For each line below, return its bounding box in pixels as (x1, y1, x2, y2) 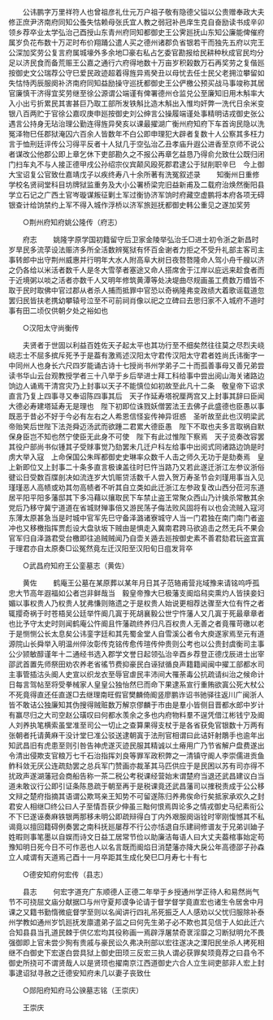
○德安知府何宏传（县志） (22, 870, 108, 879)
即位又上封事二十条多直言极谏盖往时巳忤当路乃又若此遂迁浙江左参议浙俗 (22, 462, 265, 471)
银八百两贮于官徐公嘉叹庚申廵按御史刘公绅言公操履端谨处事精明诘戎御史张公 (8, 109, 265, 118)
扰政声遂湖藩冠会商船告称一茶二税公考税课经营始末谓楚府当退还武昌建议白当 (8, 771, 265, 780)
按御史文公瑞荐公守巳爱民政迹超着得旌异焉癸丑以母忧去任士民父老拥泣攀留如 (8, 68, 265, 77)
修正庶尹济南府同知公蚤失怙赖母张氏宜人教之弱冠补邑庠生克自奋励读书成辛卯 (8, 17, 265, 27)
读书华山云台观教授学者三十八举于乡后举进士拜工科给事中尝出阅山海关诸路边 (8, 371, 265, 380)
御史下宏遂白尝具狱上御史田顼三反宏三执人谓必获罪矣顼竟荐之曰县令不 (29, 948, 265, 957)
